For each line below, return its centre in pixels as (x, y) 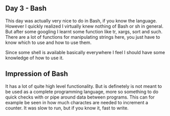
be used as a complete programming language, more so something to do (82, 91)
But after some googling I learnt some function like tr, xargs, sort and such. (84, 31)
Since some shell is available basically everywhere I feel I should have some (85, 52)
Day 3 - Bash (26, 8)
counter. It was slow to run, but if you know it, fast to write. (67, 108)
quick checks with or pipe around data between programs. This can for (80, 97)
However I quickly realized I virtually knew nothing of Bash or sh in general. (84, 26)
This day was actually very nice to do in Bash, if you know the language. (81, 20)
